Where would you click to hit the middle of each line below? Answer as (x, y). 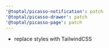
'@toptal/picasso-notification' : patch (54, 11)
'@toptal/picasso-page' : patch (44, 22)
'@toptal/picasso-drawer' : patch (47, 17)
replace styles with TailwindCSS (53, 39)
